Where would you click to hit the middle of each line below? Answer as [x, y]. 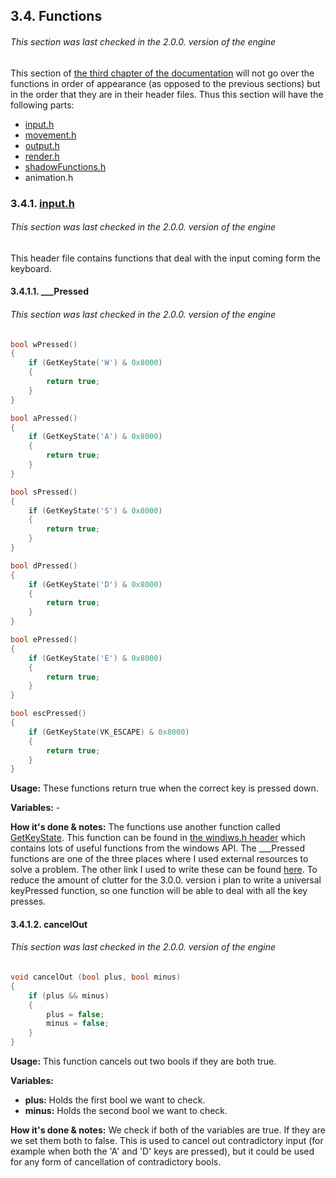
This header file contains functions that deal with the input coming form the [165, 258]
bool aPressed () [44, 418]
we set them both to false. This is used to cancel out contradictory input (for [167, 1141]
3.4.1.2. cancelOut [49, 924]
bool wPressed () [44, 344]
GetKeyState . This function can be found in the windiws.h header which [158, 838]
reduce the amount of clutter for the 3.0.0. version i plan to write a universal [166, 880]
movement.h [50, 135]
